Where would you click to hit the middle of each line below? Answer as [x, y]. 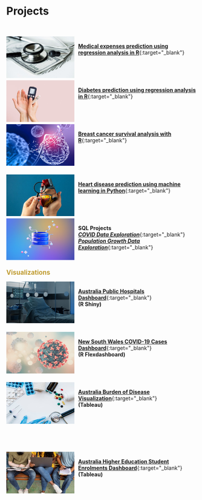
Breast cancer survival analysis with [125, 134]
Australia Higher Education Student [124, 461]
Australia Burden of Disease [114, 392]
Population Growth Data [109, 241]
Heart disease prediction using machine [129, 184]
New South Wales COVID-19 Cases [123, 341]
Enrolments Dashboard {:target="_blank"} [130, 468]
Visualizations [28, 272]
